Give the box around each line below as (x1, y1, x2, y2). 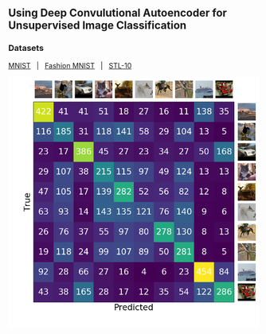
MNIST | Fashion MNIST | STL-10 (8, 60, 132, 70)
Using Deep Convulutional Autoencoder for (8, 6, 227, 20)
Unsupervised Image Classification (8, 19, 187, 33)
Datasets (8, 43, 44, 54)
